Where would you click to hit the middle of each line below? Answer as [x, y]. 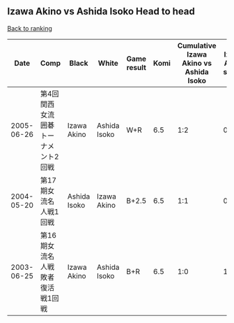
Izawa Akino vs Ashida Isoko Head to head [101, 12]
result [136, 67]
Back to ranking [30, 28]
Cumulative [197, 45]
